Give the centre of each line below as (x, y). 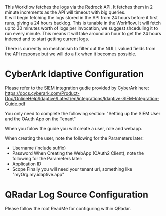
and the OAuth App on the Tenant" (41, 119)
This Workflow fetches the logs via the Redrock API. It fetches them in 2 (79, 7)
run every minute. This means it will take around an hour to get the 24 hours (83, 34)
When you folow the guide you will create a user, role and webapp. (74, 128)
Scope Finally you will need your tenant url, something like (72, 169)
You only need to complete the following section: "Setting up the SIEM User (83, 113)
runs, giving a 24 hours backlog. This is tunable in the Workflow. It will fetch (83, 23)
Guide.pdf (15, 104)
